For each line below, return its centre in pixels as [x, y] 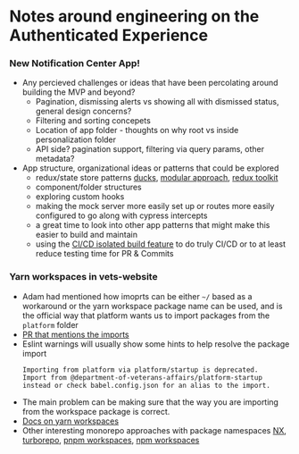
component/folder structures [89, 187]
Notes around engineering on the [134, 17]
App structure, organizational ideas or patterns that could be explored [150, 168]
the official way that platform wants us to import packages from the [146, 315]
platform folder [50, 324]
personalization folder [76, 139]
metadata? [55, 159]
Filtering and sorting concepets [93, 121]
